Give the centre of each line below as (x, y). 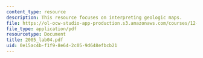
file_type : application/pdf (42, 29)
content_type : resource (36, 12)
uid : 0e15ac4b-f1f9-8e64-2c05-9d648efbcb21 (62, 46)
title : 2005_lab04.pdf (35, 40)
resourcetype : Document (36, 34)
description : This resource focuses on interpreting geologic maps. (94, 18)
